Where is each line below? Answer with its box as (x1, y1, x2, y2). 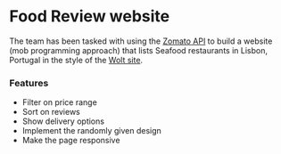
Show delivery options (21, 116, 105, 126)
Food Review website (9, 6, 170, 27)
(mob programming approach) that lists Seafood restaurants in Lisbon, (9, 45, 268, 55)
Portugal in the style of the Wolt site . (9, 54, 144, 65)
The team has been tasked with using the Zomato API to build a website (9, 36, 273, 46)
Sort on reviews (21, 107, 80, 118)
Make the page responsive (21, 135, 120, 146)
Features (9, 77, 49, 89)
